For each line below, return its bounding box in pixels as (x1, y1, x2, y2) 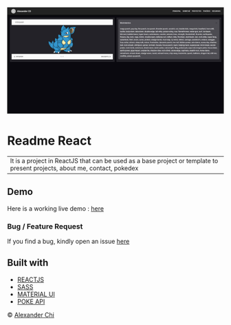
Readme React (7, 133, 91, 148)
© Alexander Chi (7, 311, 55, 319)
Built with (7, 257, 49, 269)
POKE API (16, 297, 45, 306)
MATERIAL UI (16, 290, 55, 298)
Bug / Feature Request (7, 221, 83, 231)
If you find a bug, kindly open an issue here (7, 238, 130, 246)
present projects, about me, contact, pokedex (10, 164, 139, 172)
